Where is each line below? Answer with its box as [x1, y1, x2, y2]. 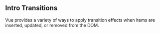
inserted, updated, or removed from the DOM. [5, 22, 99, 28]
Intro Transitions [5, 4, 58, 12]
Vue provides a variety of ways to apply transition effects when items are [5, 17, 156, 23]
